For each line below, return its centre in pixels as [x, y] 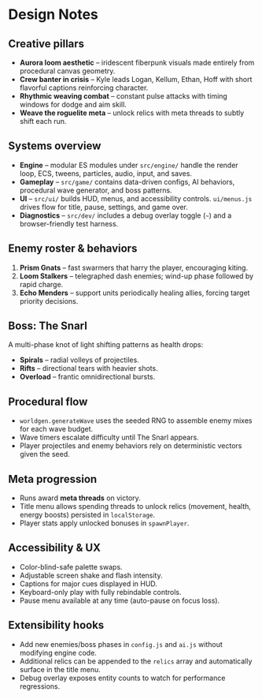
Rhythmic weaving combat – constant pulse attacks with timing [124, 96]
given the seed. [45, 454]
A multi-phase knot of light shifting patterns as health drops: [106, 345]
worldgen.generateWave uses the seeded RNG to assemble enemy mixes [136, 421]
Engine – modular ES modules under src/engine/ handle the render [129, 165]
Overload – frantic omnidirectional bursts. [87, 377]
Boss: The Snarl [48, 326]
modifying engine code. [58, 652]
